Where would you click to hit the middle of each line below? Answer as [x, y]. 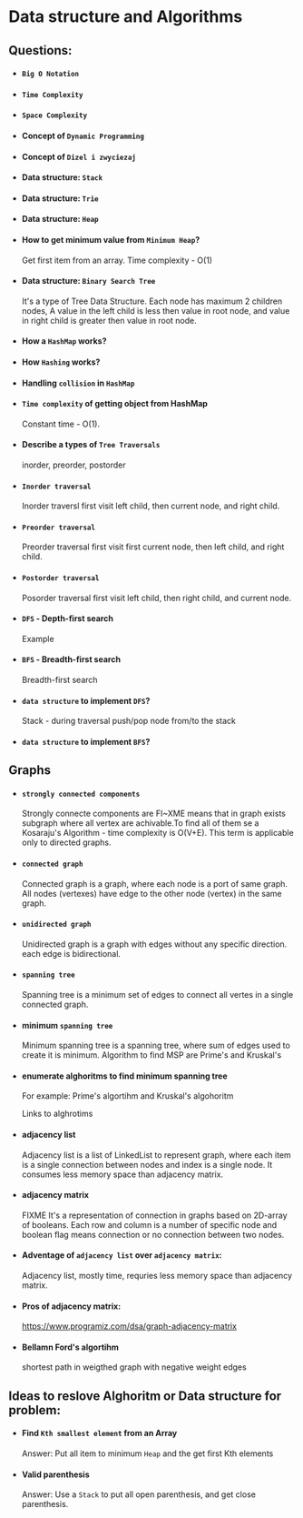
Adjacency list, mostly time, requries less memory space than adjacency [156, 1275]
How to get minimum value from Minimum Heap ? [111, 239]
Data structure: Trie [60, 198]
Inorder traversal [56, 487]
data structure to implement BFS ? [86, 741]
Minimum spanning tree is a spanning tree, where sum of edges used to [156, 1046]
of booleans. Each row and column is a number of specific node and [149, 1224]
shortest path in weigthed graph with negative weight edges [134, 1367]
